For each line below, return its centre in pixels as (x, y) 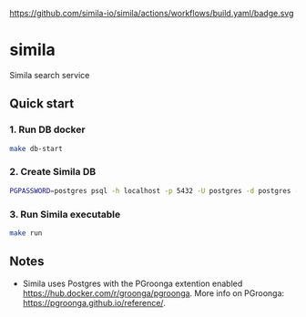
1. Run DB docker (47, 129)
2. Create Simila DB (53, 172)
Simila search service (50, 75)
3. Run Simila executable (65, 214)
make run (26, 233)
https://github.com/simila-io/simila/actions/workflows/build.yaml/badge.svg (152, 13)
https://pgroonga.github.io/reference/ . (94, 302)
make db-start (36, 148)
